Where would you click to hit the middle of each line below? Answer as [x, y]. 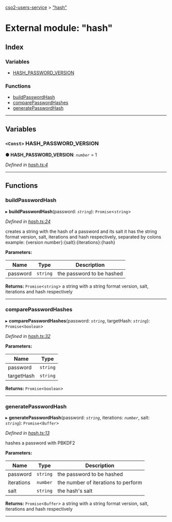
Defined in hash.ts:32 [28, 336]
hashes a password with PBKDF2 [40, 443]
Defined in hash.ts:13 [28, 433]
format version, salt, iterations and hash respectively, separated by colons [83, 237]
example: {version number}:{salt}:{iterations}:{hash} [60, 242]
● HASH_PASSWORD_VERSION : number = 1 [51, 155]
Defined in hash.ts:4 [27, 165]
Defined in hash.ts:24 [28, 221]
